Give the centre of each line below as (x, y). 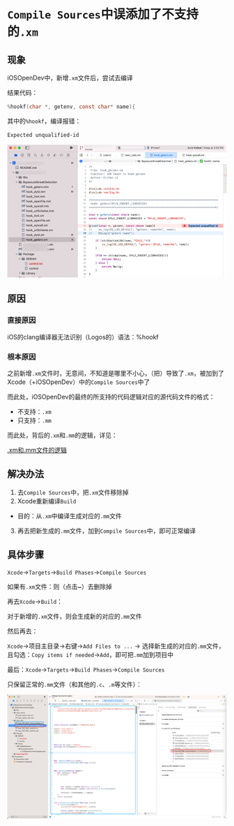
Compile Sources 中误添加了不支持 (103, 14)
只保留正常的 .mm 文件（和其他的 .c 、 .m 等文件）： (75, 684)
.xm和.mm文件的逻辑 (37, 450)
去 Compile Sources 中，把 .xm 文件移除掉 (73, 492)
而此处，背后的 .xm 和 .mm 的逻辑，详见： (62, 435)
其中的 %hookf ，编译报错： (44, 121)
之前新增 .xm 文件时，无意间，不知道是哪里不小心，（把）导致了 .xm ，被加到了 (116, 374)
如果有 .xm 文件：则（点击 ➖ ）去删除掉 (60, 587)
